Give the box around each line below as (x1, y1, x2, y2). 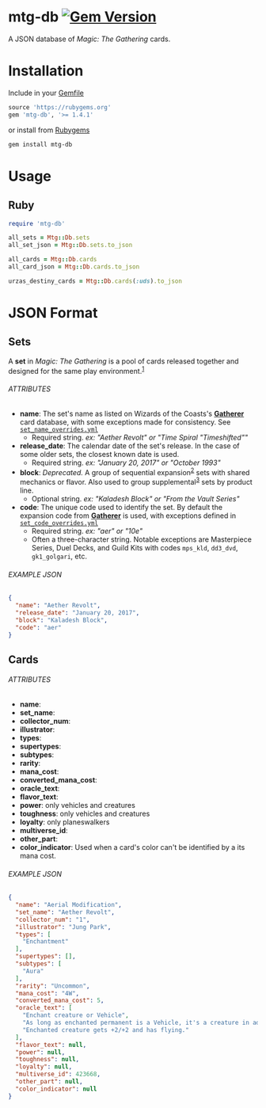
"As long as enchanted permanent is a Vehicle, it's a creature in (22, 1019, 249, 1027)
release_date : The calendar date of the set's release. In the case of (19, 440, 240, 451)
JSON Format (8, 303, 98, 322)
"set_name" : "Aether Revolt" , (15, 908, 115, 916)
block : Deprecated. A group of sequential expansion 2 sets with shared (19, 466, 250, 477)
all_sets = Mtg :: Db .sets (8, 234, 90, 242)
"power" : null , (15, 1048, 66, 1057)
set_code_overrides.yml (19, 519, 99, 527)
